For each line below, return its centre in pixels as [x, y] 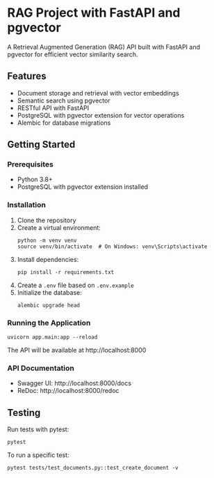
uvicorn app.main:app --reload [52, 337]
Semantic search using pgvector [64, 100]
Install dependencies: [48, 259]
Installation [27, 205]
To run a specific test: [38, 455]
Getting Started [41, 145]
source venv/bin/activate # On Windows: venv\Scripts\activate [112, 246]
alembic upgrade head [48, 305]
